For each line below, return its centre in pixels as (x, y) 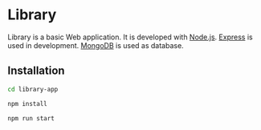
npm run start (31, 118)
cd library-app (33, 89)
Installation (36, 71)
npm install (27, 104)
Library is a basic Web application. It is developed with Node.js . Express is (130, 37)
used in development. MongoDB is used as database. (96, 45)
